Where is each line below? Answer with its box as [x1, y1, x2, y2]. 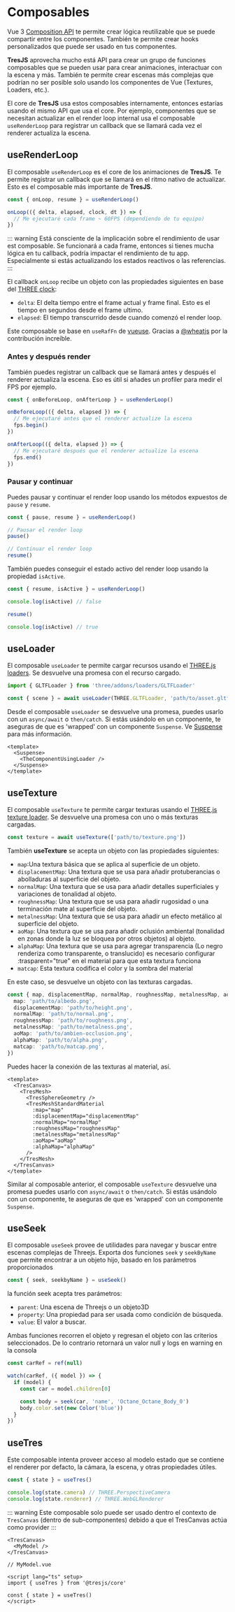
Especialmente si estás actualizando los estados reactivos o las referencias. [7, 257, 226, 265]
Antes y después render [7, 352, 91, 362]
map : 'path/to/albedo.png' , [13, 997, 96, 1004]
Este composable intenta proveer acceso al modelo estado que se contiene [7, 1455, 225, 1464]
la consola [7, 1346, 37, 1355]
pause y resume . [7, 500, 51, 508]
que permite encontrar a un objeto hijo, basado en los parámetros [7, 1256, 197, 1264]
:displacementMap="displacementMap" [32, 1113, 139, 1120]
